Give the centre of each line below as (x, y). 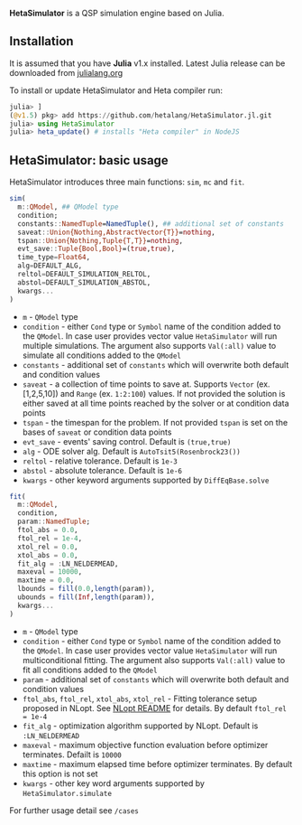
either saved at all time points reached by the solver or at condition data (156, 403)
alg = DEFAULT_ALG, (50, 266)
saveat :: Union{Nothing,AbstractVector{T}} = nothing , (117, 232)
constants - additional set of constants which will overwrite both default (156, 364)
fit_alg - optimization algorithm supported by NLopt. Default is (140, 726)
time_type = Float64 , (54, 258)
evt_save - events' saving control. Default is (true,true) (127, 441)
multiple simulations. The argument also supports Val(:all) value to (149, 345)
